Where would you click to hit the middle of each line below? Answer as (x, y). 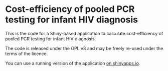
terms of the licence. (27, 54)
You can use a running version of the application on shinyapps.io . (73, 63)
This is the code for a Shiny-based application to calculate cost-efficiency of (84, 33)
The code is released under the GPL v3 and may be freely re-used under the (84, 48)
